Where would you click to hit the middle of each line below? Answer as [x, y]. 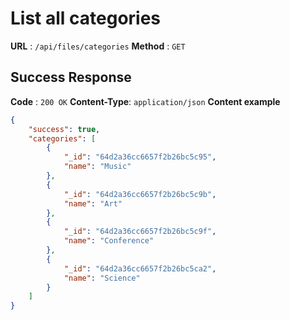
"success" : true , [64, 129]
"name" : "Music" [97, 167]
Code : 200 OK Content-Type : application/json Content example [145, 101]
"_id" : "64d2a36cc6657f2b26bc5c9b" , [140, 194]
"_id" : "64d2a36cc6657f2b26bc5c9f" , [140, 232]
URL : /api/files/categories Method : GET [98, 46]
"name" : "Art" [93, 203]
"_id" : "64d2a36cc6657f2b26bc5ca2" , [140, 268]
